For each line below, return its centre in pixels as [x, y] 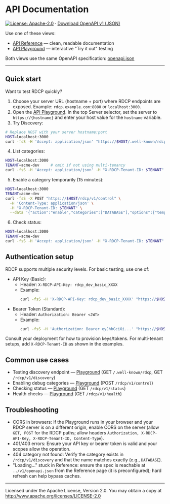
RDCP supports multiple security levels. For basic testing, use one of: [77, 269]
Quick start [23, 79]
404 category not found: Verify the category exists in [68, 454]
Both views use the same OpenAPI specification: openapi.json [70, 58]
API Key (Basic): [29, 279]
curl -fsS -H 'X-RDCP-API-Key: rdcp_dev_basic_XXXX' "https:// [88, 299]
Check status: [27, 223]
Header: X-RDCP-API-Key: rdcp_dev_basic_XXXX [69, 284]
